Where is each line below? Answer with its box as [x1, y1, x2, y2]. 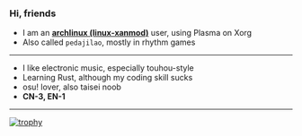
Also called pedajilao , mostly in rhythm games [22, 37, 196, 47]
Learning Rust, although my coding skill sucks [22, 72, 193, 83]
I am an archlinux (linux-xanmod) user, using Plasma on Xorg [22, 28, 253, 38]
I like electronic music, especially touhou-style [22, 63, 195, 73]
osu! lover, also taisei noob [22, 81, 121, 92]
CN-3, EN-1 [22, 91, 66, 102]
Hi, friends [9, 7, 57, 20]
